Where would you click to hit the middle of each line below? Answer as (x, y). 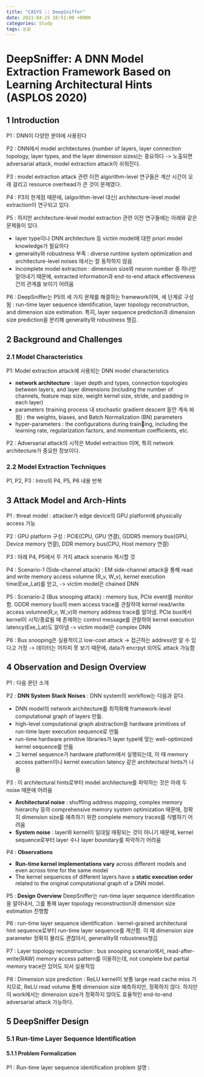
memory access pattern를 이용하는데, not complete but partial (113, 958)
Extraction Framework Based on (89, 72)
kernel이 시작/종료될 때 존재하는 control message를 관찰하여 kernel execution (100, 620)
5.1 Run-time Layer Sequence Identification (71, 1039)
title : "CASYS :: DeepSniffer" (46, 12)
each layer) (29, 402)
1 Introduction (33, 120)
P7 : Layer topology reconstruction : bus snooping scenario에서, (86, 951)
